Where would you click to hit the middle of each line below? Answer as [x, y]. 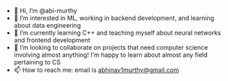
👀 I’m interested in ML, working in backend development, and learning [114, 18]
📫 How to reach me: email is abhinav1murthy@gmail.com [96, 70]
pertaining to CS [37, 62]
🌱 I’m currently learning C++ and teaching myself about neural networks [117, 33]
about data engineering [47, 25]
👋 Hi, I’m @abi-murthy [46, 11]
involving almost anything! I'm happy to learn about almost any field [111, 55]
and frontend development [52, 40]
